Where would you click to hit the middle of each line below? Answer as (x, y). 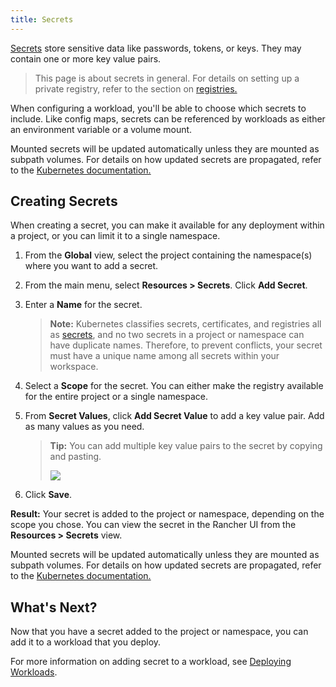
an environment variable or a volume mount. (101, 129)
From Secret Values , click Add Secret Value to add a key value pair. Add (174, 416)
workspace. (74, 367)
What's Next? (54, 607)
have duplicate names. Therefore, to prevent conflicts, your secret (186, 345)
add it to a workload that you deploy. (86, 642)
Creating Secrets (64, 201)
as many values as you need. (84, 427)
